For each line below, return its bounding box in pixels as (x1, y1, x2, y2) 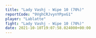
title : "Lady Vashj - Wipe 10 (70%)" (5, 7, 84, 12)
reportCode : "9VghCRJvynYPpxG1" (5, 12, 73, 17)
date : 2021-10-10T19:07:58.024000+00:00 (5, 26, 91, 31)
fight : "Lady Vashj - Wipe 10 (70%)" (5, 21, 84, 26)
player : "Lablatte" (5, 16, 46, 21)
